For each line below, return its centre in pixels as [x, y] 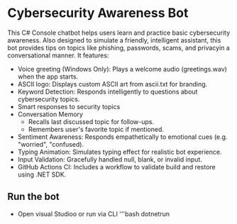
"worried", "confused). [50, 144]
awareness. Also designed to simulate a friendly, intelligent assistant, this [114, 40]
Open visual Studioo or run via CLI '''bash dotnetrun [94, 213]
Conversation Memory [50, 114]
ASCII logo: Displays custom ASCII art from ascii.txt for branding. [112, 84]
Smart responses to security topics [69, 106]
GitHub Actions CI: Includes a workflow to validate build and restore [117, 167]
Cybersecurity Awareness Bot [98, 13]
